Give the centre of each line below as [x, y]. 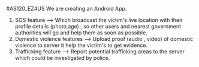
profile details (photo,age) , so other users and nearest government [98, 26]
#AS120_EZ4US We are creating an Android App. [67, 9]
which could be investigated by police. [62, 58]
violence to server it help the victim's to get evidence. [81, 45]
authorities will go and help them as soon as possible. [81, 33]
